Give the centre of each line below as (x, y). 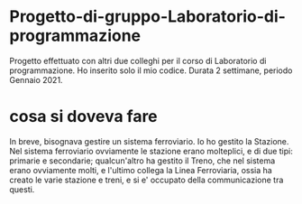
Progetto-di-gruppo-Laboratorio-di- (148, 17)
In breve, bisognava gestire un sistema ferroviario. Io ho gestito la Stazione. (149, 141)
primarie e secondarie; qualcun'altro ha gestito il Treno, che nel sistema (142, 161)
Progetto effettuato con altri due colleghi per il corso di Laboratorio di (138, 60)
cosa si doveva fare (83, 117)
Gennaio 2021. (36, 79)
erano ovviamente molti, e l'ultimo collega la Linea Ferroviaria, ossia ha (141, 170)
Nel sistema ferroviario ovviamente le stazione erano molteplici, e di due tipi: (151, 151)
